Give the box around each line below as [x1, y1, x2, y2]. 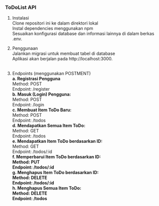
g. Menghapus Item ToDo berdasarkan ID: [12, 170, 99, 176]
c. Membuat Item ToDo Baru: [12, 107, 72, 113]
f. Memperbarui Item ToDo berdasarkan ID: [12, 154, 101, 160]
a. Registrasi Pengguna [12, 76, 61, 82]
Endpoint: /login [12, 102, 45, 108]
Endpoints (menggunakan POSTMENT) [12, 71, 91, 77]
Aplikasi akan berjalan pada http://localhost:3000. [12, 56, 113, 62]
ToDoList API [5, 4, 37, 11]
